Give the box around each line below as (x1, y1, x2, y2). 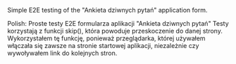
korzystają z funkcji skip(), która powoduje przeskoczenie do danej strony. (7, 27, 223, 35)
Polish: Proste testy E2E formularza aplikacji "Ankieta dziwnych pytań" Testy (7, 19, 229, 27)
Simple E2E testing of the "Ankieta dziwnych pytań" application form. (7, 6, 208, 14)
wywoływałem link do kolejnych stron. (7, 49, 118, 57)
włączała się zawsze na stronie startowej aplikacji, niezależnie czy (7, 42, 199, 49)
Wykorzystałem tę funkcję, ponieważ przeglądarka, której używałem (7, 34, 206, 42)
